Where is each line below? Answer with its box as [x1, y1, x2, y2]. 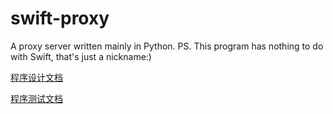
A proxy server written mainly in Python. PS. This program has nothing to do [10, 40, 324, 52]
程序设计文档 [10, 71, 63, 83]
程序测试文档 [10, 92, 63, 104]
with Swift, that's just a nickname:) [10, 50, 152, 62]
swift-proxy [10, 7, 110, 30]
